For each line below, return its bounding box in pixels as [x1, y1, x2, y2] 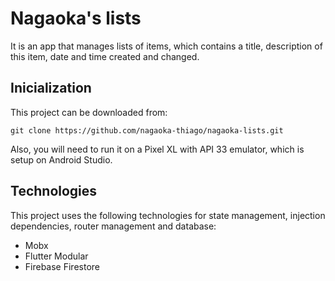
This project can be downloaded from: [10, 106, 168, 118]
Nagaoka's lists [10, 7, 142, 30]
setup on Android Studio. [10, 153, 113, 166]
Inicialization [10, 80, 92, 97]
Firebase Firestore [24, 260, 100, 272]
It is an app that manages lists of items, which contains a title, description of [10, 40, 323, 52]
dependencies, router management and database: [10, 220, 217, 232]
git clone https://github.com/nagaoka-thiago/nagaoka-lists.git [10, 125, 284, 136]
